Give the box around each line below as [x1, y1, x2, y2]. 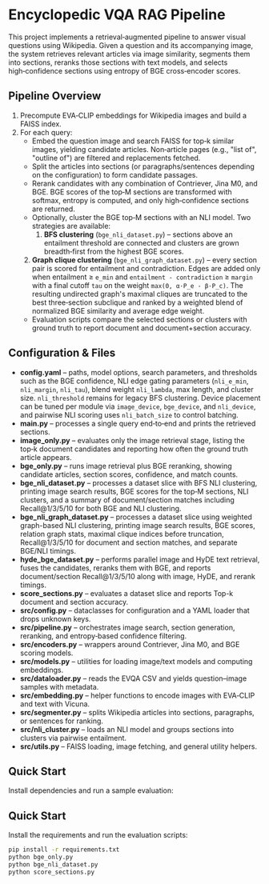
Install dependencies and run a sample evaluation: [8, 786, 174, 795]
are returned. [31, 204, 76, 214]
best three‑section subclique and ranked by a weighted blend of [31, 298, 243, 307]
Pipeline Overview [8, 90, 102, 103]
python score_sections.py [8, 868, 94, 876]
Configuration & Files [8, 346, 116, 360]
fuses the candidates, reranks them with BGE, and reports [19, 562, 211, 573]
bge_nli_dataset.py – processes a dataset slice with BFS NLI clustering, [19, 478, 258, 487]
